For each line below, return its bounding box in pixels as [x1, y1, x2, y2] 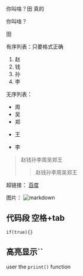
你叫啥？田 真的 [6, 5, 44, 12]
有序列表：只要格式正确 [6, 43, 63, 50]
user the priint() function [6, 263, 71, 270]
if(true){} [6, 229, 33, 235]
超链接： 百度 [6, 181, 39, 189]
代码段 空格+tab [6, 213, 65, 223]
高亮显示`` [6, 247, 43, 257]
